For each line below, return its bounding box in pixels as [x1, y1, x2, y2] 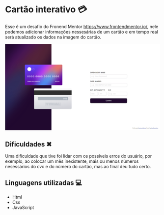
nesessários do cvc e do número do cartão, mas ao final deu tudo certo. [5, 164, 151, 170]
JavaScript [12, 205, 34, 211]
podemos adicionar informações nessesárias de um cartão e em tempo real [5, 29, 158, 35]
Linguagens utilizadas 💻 [5, 179, 82, 187]
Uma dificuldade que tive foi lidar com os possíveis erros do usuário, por [5, 153, 152, 159]
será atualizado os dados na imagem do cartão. [5, 34, 102, 40]
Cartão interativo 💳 [5, 4, 87, 15]
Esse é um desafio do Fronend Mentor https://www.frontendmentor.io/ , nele [5, 23, 159, 30]
